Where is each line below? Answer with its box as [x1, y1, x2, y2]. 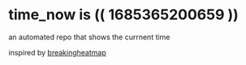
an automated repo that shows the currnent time [8, 32, 170, 42]
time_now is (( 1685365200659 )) [8, 6, 240, 24]
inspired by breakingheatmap [8, 47, 107, 57]
